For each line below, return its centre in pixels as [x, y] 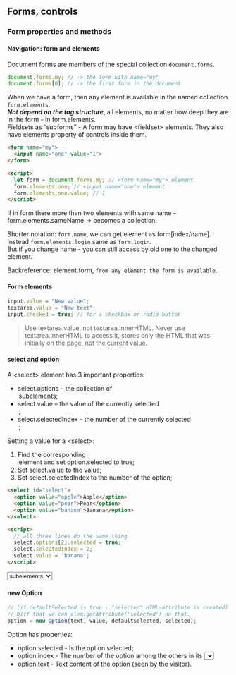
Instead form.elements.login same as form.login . [79, 242]
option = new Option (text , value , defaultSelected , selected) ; [102, 621]
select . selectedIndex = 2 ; [53, 549]
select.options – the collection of [65, 389]
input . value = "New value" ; [49, 302]
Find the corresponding [51, 455]
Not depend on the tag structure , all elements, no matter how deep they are [118, 112]
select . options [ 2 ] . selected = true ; [67, 542]
